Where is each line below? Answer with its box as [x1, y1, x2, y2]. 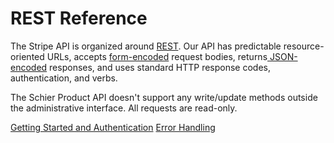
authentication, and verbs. [10, 72, 118, 84]
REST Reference [10, 7, 148, 30]
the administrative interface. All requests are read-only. [10, 102, 238, 114]
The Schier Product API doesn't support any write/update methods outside [10, 91, 318, 103]
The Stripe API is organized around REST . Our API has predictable [10, 40, 282, 52]
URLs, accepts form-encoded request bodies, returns [46, 50, 268, 62]
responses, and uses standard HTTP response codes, [49, 61, 271, 73]
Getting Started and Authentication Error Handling [10, 121, 216, 133]
